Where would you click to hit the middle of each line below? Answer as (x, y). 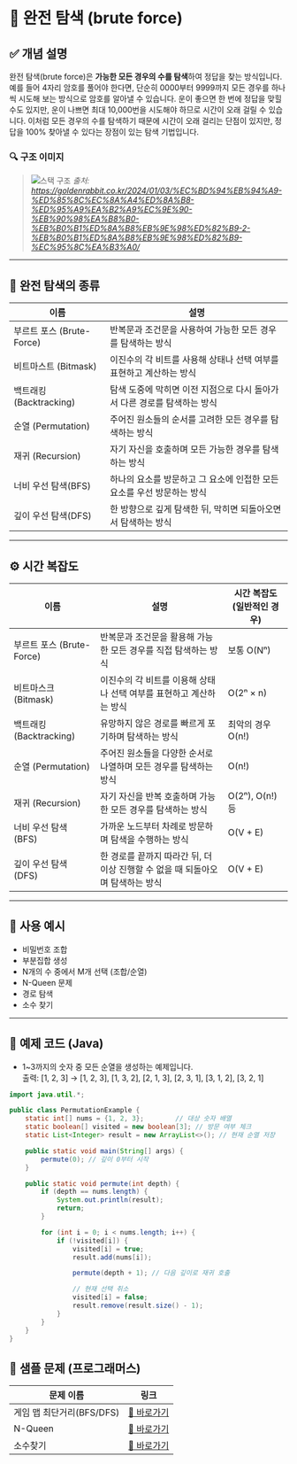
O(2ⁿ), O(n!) (253, 795)
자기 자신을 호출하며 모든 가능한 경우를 (185, 450)
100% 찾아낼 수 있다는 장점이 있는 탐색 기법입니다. (112, 132)
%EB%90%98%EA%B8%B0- (85, 219)
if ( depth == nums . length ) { (95, 1192)
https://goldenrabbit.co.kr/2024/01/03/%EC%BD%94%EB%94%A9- (156, 190)
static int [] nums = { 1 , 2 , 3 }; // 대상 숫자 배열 (129, 1119)
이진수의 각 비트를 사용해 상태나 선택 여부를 (194, 360)
